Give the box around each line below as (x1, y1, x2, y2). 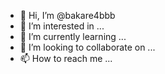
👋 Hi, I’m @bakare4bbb (19, 10, 116, 21)
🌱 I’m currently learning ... (19, 31, 127, 42)
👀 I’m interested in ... (19, 20, 105, 32)
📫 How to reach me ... (19, 53, 113, 64)
